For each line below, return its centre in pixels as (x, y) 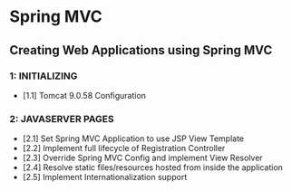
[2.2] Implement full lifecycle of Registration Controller (124, 148)
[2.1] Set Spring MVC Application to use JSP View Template (133, 138)
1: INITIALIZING (44, 76)
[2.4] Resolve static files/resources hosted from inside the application (153, 167)
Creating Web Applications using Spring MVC (141, 50)
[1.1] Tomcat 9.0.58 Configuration (84, 95)
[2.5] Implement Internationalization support (105, 177)
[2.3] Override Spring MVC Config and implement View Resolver (142, 158)
